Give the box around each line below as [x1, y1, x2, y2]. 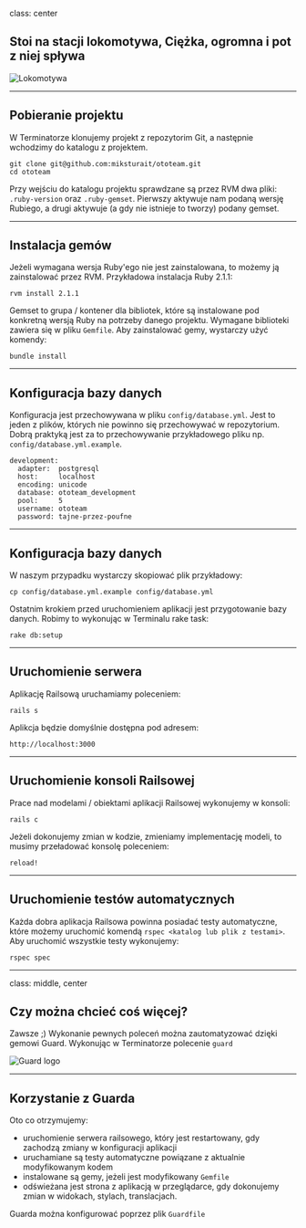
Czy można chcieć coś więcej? [9, 1003, 189, 1019]
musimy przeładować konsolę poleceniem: [9, 840, 170, 852]
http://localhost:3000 [9, 740, 96, 749]
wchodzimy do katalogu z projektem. [9, 142, 148, 152]
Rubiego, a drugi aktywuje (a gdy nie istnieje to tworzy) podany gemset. [9, 203, 280, 214]
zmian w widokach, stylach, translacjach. [22, 1191, 178, 1202]
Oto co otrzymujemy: [9, 1115, 88, 1126]
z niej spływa [9, 48, 86, 64]
